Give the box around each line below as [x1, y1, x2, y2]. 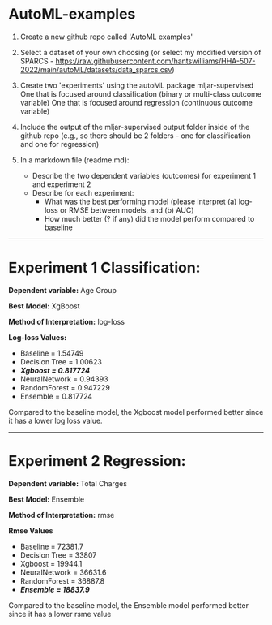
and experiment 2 [32, 179, 91, 189]
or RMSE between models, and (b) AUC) [59, 205, 194, 215]
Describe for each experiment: [32, 187, 134, 197]
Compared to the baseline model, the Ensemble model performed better [8, 600, 249, 610]
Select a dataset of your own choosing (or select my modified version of [19, 47, 261, 57]
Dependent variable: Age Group [8, 285, 117, 295]
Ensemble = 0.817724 [19, 391, 93, 401]
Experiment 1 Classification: [8, 259, 201, 277]
